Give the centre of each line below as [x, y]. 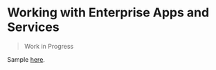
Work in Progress [49, 46]
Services [34, 27]
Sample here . [26, 59]
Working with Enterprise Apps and [108, 13]
